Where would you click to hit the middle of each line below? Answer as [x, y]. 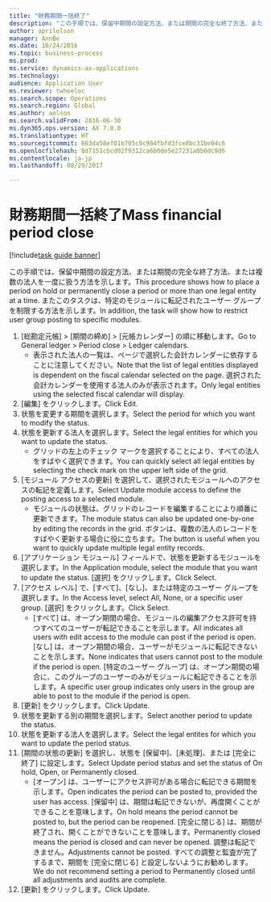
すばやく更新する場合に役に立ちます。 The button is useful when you [146, 539]
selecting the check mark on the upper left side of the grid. [130, 470]
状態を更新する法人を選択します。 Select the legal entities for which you [139, 433]
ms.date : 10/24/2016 [44, 46]
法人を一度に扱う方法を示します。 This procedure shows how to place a [141, 282]
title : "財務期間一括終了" [49, 16]
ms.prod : [24, 61]
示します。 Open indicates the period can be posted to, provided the [145, 792]
